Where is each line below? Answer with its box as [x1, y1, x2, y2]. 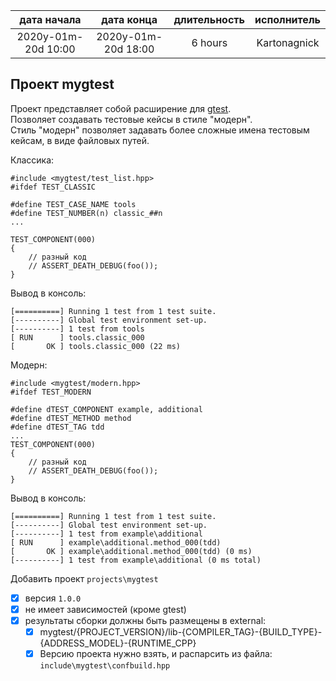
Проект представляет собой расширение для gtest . [10, 102, 232, 114]
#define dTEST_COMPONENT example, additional [10, 404, 203, 414]
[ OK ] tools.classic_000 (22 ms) [10, 341, 182, 351]
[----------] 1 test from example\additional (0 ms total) [10, 555, 262, 565]
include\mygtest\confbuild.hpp [39, 661, 171, 671]
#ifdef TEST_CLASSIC [10, 182, 97, 192]
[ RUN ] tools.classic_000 [10, 332, 145, 343]
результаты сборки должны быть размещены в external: [24, 614, 267, 626]
